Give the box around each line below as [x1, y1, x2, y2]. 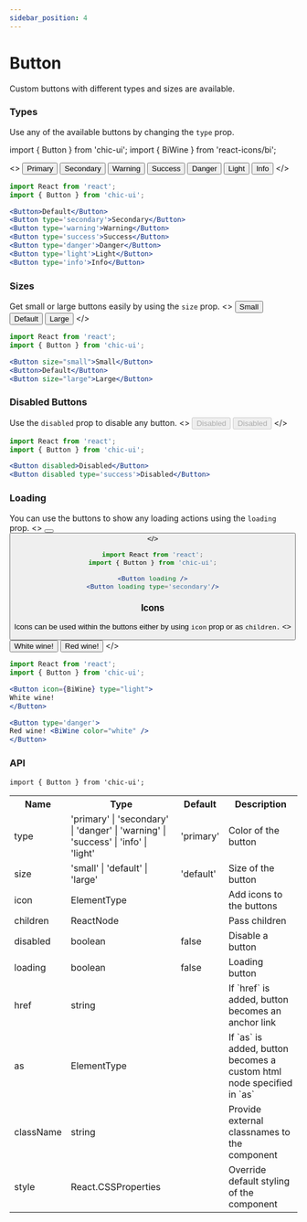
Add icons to [228, 887, 283, 900]
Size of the [228, 861, 275, 874]
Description [234, 797, 287, 810]
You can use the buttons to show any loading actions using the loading [9, 513, 277, 524]
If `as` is [228, 1030, 263, 1043]
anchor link [228, 1015, 277, 1028]
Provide [228, 1102, 262, 1115]
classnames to [228, 1125, 291, 1138]
